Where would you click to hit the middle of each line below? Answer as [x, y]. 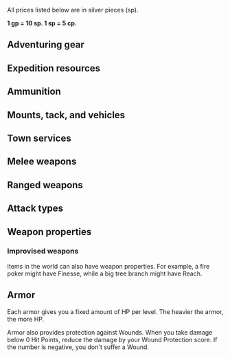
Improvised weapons [43, 251]
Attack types [35, 209]
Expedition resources [54, 68]
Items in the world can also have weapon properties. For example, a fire [108, 266]
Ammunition [34, 92]
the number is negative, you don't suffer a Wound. [78, 347]
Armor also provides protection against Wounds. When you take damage [110, 332]
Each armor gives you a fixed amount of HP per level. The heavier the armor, [115, 311]
